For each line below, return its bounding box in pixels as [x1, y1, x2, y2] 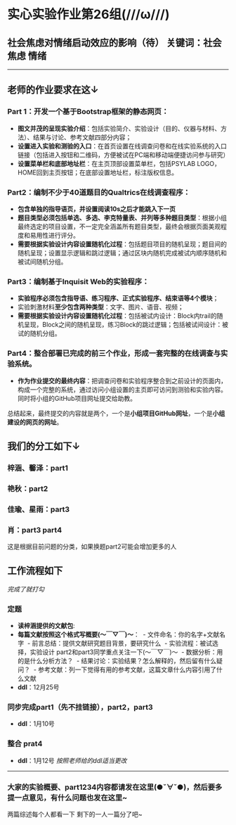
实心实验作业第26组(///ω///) [7, 6, 170, 23]
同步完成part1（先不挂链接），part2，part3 [7, 703, 153, 712]
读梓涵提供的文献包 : [17, 622, 75, 630]
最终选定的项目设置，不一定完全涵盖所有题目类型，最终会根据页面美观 [17, 222, 221, 231]
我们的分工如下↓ [7, 440, 81, 452]
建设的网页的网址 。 [7, 418, 63, 426]
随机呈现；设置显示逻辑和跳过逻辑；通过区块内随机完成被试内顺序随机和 [17, 248, 227, 257]
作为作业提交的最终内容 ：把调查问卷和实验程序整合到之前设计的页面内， [17, 376, 227, 385]
